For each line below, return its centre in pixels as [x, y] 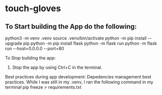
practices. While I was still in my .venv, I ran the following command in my [79, 82]
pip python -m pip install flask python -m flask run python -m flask [90, 43]
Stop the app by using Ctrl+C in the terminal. [57, 67]
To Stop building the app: [30, 58]
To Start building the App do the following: [71, 27]
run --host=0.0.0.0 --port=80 [35, 48]
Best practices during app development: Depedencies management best [78, 77]
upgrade [14, 43]
